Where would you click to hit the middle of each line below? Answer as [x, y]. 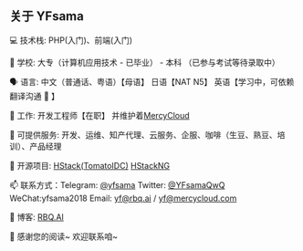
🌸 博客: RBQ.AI [37, 216]
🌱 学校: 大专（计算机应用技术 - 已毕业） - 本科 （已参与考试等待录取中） [145, 62]
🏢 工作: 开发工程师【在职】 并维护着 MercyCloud [99, 115]
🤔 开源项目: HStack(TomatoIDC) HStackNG [90, 165]
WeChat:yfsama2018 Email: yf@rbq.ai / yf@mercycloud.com [123, 198]
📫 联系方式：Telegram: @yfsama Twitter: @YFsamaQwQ [117, 184]
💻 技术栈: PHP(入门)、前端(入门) [71, 40]
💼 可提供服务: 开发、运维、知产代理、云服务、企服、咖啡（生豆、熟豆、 [144, 134]
